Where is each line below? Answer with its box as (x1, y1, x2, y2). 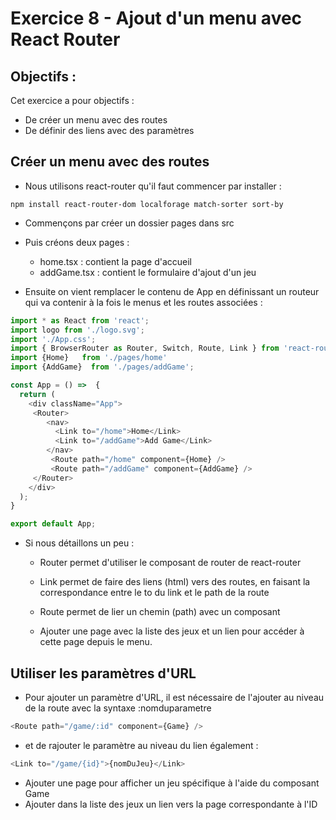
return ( (19, 389, 56, 399)
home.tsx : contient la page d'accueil (39, 255, 192, 267)
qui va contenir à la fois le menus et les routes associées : (24, 296, 263, 308)
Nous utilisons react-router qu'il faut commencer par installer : (24, 180, 282, 192)
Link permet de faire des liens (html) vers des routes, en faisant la (39, 576, 311, 588)
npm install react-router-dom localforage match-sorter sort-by (10, 199, 284, 209)
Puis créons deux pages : (24, 236, 130, 248)
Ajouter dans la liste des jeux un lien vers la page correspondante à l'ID (24, 798, 318, 810)
